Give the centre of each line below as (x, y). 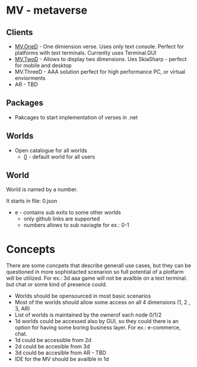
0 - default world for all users (59, 156)
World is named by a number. (42, 189)
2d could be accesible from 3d (52, 347)
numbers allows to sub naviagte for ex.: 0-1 (76, 225)
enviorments (30, 78)
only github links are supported (62, 219)
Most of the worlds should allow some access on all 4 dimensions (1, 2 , (102, 302)
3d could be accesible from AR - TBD (61, 353)
